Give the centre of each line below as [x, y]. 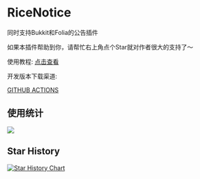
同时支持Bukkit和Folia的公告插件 [53, 32]
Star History [34, 151]
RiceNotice [39, 13]
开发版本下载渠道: [32, 76]
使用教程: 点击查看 [33, 61]
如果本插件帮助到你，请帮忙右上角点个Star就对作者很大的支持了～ [100, 47]
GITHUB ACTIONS [33, 90]
